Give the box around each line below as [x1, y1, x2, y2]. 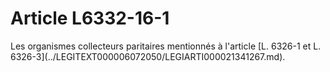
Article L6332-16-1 [10, 7, 170, 30]
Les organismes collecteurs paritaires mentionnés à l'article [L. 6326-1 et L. [10, 40, 322, 52]
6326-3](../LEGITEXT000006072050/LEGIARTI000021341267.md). [10, 50, 286, 62]
